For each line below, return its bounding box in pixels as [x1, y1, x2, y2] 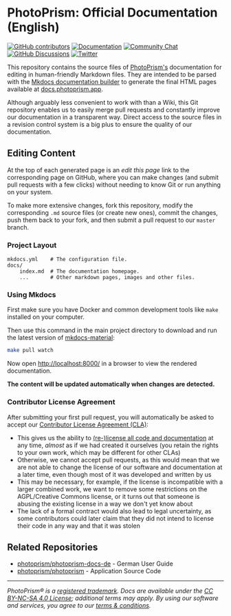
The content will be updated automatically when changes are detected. [7, 380, 215, 389]
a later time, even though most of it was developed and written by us [16, 470, 212, 478]
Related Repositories [7, 541, 98, 553]
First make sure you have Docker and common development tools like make [7, 305, 219, 314]
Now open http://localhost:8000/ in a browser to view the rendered [7, 360, 197, 368]
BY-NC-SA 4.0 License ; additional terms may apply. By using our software [7, 594, 219, 602]
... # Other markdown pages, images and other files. [19, 274, 195, 281]
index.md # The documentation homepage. [19, 268, 140, 275]
